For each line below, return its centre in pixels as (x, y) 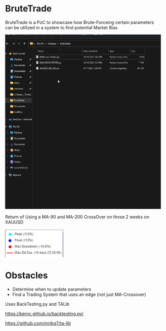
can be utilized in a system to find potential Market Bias (61, 27)
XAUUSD (14, 222)
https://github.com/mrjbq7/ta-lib (38, 323)
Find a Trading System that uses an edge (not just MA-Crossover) (79, 294)
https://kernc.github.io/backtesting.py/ (44, 313)
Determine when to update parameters (52, 289)
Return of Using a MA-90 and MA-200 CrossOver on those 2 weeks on (77, 217)
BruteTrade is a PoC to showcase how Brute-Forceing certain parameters (80, 22)
